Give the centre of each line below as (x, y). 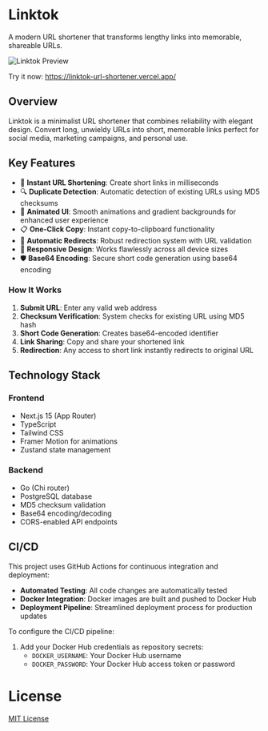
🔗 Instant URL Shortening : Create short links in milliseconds (119, 183)
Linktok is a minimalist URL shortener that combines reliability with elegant (131, 121)
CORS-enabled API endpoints (68, 521)
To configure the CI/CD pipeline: (61, 631)
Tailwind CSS (42, 432)
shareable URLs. (35, 45)
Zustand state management (65, 449)
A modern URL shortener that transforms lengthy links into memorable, (125, 37)
